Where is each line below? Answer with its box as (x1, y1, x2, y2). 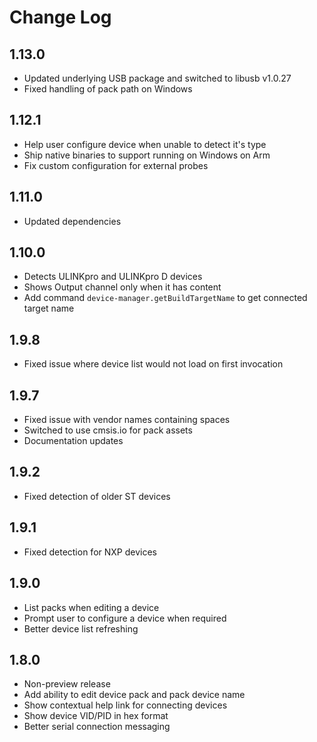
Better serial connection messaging (23, 721, 171, 733)
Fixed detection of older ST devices (23, 490, 171, 502)
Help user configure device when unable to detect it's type (23, 138, 267, 150)
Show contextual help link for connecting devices (23, 699, 228, 711)
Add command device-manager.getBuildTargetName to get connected (23, 292, 308, 304)
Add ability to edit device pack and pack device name (23, 689, 246, 701)
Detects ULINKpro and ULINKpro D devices (23, 271, 203, 283)
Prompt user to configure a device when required (23, 612, 227, 624)
